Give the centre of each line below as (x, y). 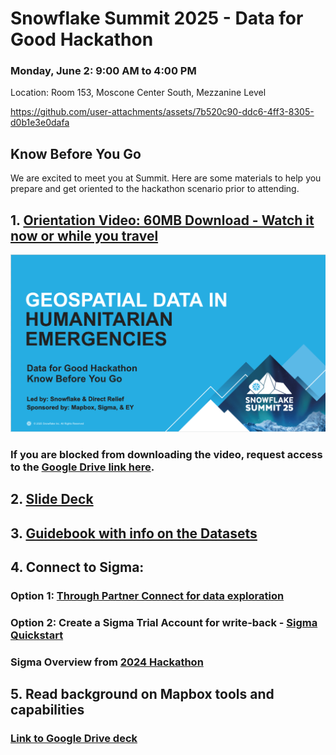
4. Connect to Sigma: (77, 567)
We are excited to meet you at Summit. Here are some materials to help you (166, 178)
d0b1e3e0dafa (40, 123)
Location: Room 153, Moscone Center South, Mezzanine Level (138, 93)
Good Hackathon (82, 39)
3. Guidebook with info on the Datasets (134, 533)
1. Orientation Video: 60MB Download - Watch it (162, 220)
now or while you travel (84, 235)
